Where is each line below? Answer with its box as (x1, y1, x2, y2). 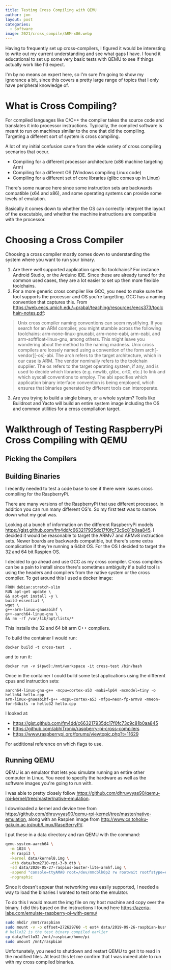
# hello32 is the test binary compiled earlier (5, 929, 108, 935)
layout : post (5, 17, 33, 22)
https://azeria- (121, 905, 151, 911)
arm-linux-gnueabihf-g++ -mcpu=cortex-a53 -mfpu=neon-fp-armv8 (5, 697, 142, 702)
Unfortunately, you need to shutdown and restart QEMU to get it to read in (5, 948, 160, 954)
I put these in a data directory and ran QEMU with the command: (5, 832, 140, 838)
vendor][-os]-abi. (17, 352, 54, 358)
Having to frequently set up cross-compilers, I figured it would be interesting (5, 45, 166, 51)
